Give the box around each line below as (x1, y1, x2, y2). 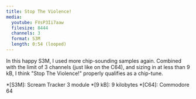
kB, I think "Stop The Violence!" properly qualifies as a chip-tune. (6, 70, 163, 77)
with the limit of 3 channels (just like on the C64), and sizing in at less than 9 (6, 63, 190, 70)
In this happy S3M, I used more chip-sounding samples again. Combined (6, 57, 181, 64)
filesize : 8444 (11, 25, 49, 31)
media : (6, 14, 22, 20)
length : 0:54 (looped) (11, 42, 67, 47)
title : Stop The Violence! (6, 8, 72, 15)
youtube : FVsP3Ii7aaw (11, 19, 64, 25)
